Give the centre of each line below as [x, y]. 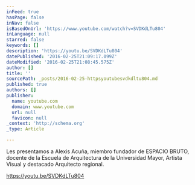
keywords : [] [23, 46]
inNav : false [23, 23]
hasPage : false [25, 17]
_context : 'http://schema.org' [46, 124]
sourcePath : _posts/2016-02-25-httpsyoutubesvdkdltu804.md [82, 79]
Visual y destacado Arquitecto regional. [55, 164]
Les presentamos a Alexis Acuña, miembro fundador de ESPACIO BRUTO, [98, 151]
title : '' [19, 73]
